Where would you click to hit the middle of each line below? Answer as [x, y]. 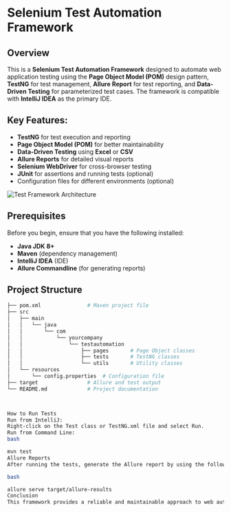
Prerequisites [36, 216]
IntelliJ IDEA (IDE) [43, 261]
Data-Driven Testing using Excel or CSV [75, 151]
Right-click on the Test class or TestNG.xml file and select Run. [106, 426]
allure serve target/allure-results [59, 489]
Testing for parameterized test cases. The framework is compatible [124, 91]
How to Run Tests [32, 413]
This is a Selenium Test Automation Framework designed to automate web [114, 69]
